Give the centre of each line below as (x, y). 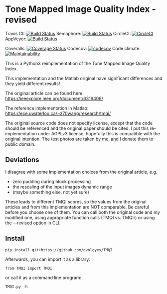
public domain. (20, 144)
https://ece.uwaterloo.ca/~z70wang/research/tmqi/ (58, 113)
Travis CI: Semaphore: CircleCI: (68, 33)
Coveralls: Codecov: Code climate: (73, 48)
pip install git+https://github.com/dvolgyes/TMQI (59, 250)
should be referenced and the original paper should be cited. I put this (77, 128)
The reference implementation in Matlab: (47, 108)
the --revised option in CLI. (33, 223)
